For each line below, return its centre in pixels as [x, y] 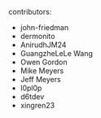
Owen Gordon [44, 62]
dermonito [37, 36]
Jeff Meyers [40, 79]
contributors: [30, 12]
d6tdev [32, 96]
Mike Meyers [42, 71]
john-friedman [44, 27]
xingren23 [37, 105]
